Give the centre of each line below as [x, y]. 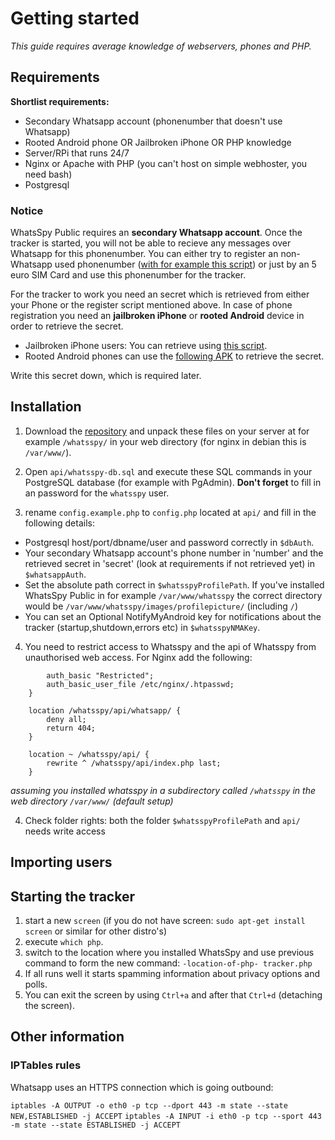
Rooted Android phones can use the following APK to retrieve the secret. [174, 356]
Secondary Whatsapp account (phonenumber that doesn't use [153, 121]
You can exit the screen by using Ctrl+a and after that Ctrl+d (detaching [173, 995]
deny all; [66, 719]
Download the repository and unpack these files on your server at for [167, 431]
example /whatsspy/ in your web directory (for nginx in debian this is [165, 441]
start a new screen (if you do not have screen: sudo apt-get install [165, 921]
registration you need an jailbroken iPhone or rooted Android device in [157, 316]
